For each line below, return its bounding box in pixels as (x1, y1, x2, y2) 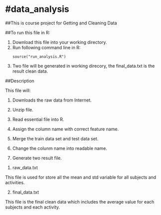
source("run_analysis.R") (12, 54, 66, 59)
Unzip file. (12, 107, 34, 112)
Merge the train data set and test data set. (12, 135, 98, 141)
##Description (5, 78, 35, 84)
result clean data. (12, 68, 48, 74)
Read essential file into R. (12, 116, 65, 122)
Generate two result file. (12, 155, 62, 161)
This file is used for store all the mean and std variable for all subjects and (5, 174, 157, 180)
